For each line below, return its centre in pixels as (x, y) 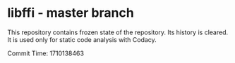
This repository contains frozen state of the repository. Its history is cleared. (117, 32)
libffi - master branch (71, 13)
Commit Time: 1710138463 (46, 53)
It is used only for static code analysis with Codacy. (82, 39)
